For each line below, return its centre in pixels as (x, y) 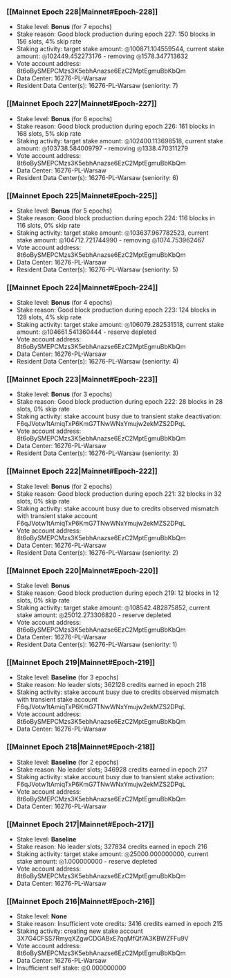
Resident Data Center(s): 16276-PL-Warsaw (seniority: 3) (98, 453)
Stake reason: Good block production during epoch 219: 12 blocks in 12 (118, 593)
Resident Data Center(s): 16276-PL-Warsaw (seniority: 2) (98, 552)
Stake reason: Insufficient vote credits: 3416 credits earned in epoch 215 (119, 924)
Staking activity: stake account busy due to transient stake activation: (115, 776)
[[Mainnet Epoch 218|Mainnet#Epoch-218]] (81, 747)
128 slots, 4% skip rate (49, 317)
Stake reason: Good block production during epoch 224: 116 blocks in (115, 217)
